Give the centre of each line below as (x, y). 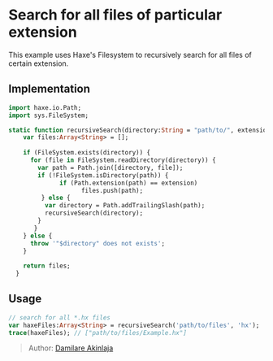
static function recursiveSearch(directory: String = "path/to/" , (121, 130)
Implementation (50, 89)
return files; (47, 266)
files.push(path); (112, 190)
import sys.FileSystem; (49, 115)
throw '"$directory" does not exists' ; (97, 243)
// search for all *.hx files (60, 318)
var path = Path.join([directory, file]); (110, 167)
